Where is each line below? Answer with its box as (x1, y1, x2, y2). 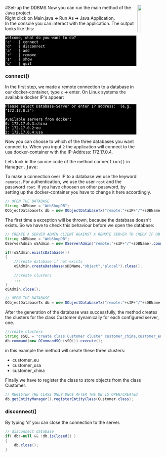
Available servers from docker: (5, 117, 72, 122)
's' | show (5, 57, 32, 62)
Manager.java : (5, 164, 38, 170)
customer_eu (12, 357, 39, 363)
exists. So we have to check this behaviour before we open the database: (5, 222, 155, 228)
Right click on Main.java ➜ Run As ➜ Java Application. (5, 15, 115, 21)
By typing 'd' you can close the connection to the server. (5, 419, 121, 425)
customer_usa (12, 362, 41, 368)
